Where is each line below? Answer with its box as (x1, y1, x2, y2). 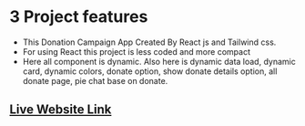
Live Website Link (9, 102, 112, 118)
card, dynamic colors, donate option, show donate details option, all (22, 66, 278, 77)
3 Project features (9, 6, 148, 27)
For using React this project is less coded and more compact (22, 46, 250, 57)
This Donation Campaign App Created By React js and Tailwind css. (22, 37, 277, 47)
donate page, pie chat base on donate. (22, 75, 168, 86)
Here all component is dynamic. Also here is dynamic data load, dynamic (22, 56, 296, 67)
